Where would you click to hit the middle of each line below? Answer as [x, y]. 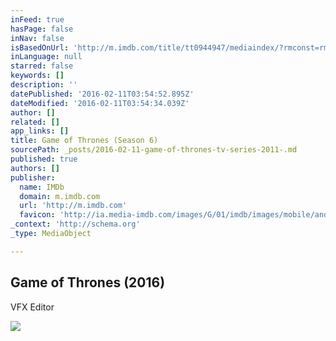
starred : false [42, 66]
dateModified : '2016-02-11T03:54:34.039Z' [100, 103]
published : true [44, 159]
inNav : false [37, 38]
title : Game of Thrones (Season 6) [84, 141]
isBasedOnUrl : [40, 47]
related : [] [35, 122]
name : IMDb [42, 187]
